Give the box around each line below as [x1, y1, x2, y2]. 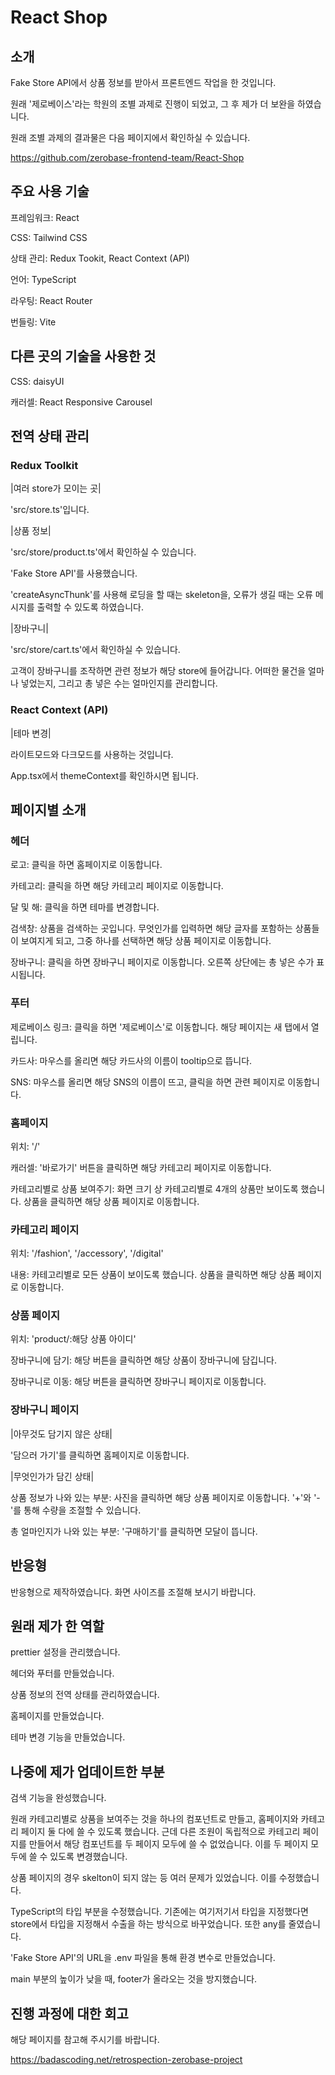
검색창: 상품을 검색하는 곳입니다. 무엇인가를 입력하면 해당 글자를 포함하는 [10, 922, 293, 935]
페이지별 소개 [10, 802, 87, 818]
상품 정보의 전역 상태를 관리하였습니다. [10, 1689, 160, 1701]
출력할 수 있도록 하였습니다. [36, 601, 144, 613]
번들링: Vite [10, 316, 57, 328]
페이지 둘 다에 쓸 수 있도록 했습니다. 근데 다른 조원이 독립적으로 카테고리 [20, 1826, 301, 1838]
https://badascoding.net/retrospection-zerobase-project [10, 2054, 243, 2066]
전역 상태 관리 [10, 428, 90, 445]
